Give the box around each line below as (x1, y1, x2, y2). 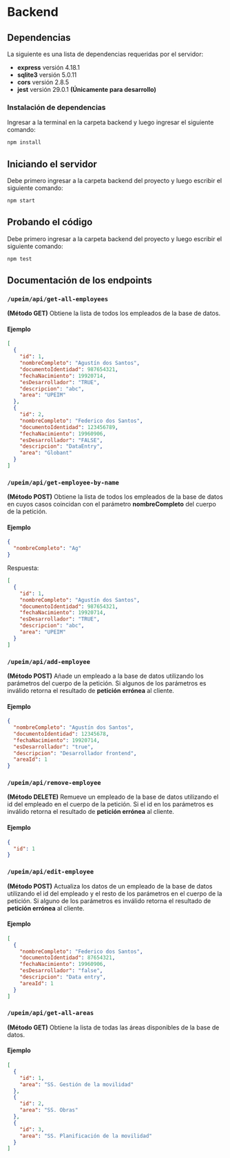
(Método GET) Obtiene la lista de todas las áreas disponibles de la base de (7, 1023, 220, 1032)
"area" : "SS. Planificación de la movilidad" (19, 1132, 153, 1139)
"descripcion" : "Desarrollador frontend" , (13, 750, 137, 757)
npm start (7, 197, 36, 204)
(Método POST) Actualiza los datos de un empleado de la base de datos (7, 882, 213, 890)
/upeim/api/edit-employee (7, 868, 94, 876)
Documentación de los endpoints (7, 274, 153, 286)
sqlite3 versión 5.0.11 (17, 70, 77, 79)
